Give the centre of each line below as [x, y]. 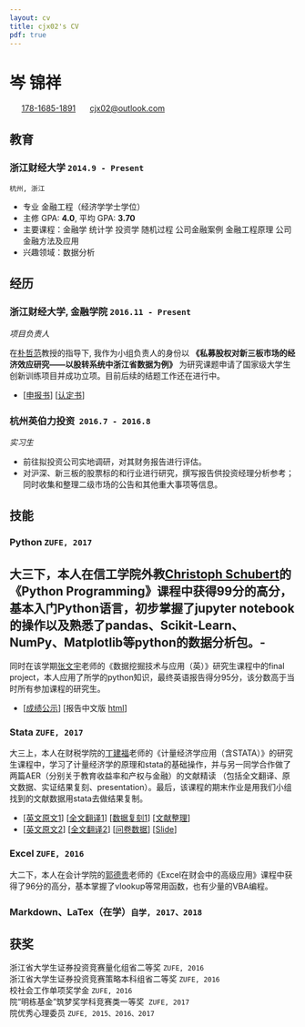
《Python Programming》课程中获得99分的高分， [151, 591]
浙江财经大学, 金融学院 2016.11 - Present [100, 312]
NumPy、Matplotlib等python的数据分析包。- [137, 642]
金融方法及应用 [51, 241]
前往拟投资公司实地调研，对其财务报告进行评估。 [114, 462]
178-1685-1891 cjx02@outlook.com [93, 108]
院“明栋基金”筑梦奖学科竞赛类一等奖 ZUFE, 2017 [99, 1002]
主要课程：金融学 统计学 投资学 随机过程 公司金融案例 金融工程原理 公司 [157, 229]
